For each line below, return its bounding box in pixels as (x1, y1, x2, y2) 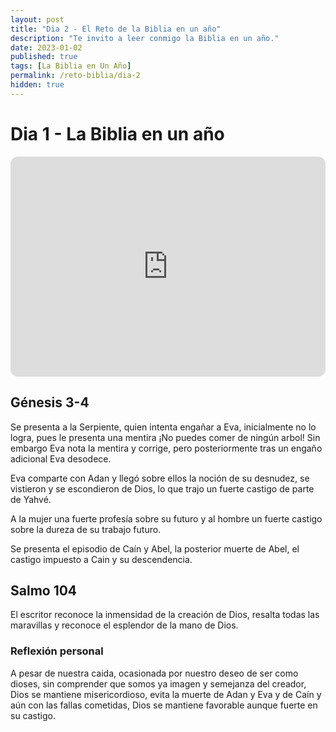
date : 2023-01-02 (10, 42, 83, 53)
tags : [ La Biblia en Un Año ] (10, 61, 132, 71)
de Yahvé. (10, 493, 52, 505)
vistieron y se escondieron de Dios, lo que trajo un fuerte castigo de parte (10, 482, 315, 495)
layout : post (10, 14, 65, 25)
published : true (10, 52, 78, 62)
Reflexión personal (10, 644, 104, 658)
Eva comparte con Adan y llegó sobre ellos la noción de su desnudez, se (10, 472, 310, 484)
